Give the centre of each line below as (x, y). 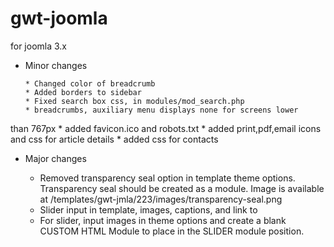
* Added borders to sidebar (83, 92)
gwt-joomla (59, 18)
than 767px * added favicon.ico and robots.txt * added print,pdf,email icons (166, 128)
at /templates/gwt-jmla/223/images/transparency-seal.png (161, 199)
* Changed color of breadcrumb (90, 83)
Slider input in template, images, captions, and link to (148, 209)
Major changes (55, 158)
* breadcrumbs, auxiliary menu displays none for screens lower (161, 110)
